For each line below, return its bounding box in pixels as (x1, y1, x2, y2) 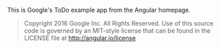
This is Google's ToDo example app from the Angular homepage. (7, 6, 191, 14)
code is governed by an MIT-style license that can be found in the (23, 27, 211, 35)
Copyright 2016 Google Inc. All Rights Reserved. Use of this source (23, 19, 214, 27)
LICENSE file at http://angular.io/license (23, 34, 136, 42)
